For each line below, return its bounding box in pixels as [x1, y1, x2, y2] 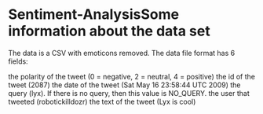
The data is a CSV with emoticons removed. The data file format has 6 [8, 48, 236, 57]
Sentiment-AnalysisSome [8, 6, 179, 24]
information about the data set [8, 22, 210, 40]
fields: [8, 57, 29, 66]
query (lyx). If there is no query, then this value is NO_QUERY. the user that [8, 88, 250, 97]
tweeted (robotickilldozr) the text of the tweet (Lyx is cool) [8, 97, 196, 106]
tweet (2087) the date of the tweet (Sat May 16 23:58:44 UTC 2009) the [8, 80, 241, 90]
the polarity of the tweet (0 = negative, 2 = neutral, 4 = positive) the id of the [8, 72, 255, 81]
